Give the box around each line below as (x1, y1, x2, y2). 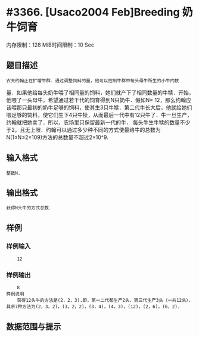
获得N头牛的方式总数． (6, 205, 54, 211)
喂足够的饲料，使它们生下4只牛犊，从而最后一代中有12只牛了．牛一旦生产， (6, 111, 192, 118)
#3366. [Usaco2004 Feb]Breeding (6, 5, 180, 19)
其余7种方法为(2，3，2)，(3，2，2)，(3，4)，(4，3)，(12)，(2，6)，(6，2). (6, 304, 181, 310)
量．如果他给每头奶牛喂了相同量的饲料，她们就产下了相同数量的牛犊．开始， (6, 89, 194, 96)
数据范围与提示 (6, 321, 61, 332)
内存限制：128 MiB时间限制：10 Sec (6, 41, 94, 48)
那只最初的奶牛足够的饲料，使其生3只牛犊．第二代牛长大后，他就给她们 (16, 104, 192, 111)
